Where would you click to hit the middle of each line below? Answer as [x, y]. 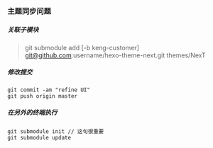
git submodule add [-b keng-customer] [82, 47]
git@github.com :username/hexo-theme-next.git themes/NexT [115, 55]
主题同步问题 [29, 11]
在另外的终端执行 [32, 113]
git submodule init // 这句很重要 [56, 131]
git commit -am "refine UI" [49, 90]
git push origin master [43, 96]
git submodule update [39, 137]
